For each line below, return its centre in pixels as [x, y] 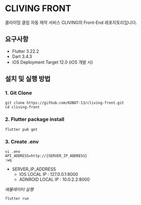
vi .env [13, 152]
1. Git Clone [19, 93]
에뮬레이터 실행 [19, 189]
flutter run [17, 199]
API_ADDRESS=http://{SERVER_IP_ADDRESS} [46, 156]
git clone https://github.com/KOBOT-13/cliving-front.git [64, 103]
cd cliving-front [22, 107]
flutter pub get [21, 129]
